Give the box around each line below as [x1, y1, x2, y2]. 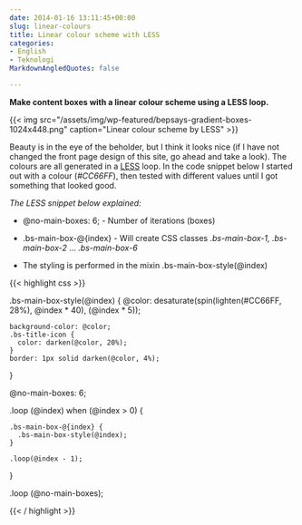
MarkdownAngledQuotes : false [9, 64, 120, 73]
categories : [9, 38, 54, 48]
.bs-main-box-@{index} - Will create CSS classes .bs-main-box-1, [22, 232, 270, 243]
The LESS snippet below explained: [9, 197, 142, 209]
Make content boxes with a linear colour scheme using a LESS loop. [9, 96, 269, 107]
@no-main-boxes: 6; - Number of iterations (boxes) [22, 215, 216, 226]
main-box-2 [22, 242, 68, 253]
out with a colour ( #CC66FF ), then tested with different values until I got [9, 170, 278, 181]
